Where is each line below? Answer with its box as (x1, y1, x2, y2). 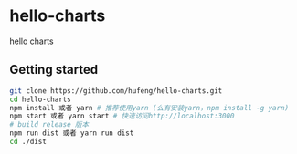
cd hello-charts (9, 95, 71, 104)
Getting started (9, 62, 99, 77)
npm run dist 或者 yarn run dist (9, 128, 134, 138)
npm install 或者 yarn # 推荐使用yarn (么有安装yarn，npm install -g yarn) (9, 103, 290, 112)
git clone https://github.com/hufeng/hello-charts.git (9, 86, 223, 96)
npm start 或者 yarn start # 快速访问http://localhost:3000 (9, 111, 235, 121)
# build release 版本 (9, 120, 90, 129)
